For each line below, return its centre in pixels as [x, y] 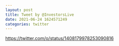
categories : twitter [27, 24]
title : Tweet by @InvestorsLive [40, 15]
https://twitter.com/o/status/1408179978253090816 [59, 38]
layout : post [19, 10]
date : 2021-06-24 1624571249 [36, 19]
